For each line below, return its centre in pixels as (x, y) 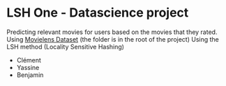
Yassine (28, 67)
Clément (29, 60)
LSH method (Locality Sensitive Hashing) (66, 46)
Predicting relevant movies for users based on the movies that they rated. (112, 32)
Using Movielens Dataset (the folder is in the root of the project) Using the (113, 39)
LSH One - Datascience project (98, 13)
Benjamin (30, 75)
